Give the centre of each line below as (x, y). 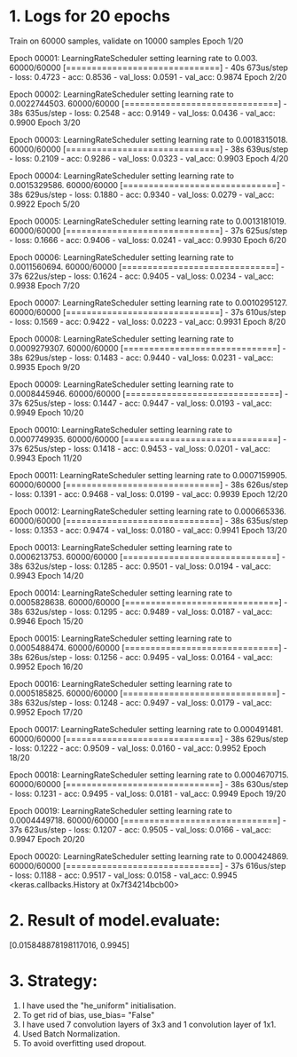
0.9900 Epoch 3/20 (45, 122)
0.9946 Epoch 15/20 (47, 621)
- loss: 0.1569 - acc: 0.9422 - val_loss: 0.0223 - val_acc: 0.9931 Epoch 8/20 (148, 321)
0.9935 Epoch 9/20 (45, 367)
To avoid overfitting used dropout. (84, 1043)
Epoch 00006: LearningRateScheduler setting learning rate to (122, 257)
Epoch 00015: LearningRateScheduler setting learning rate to (121, 638)
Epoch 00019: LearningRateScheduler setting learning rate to (121, 810)
